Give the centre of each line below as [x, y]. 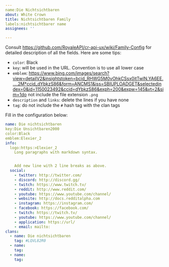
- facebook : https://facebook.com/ [52, 208]
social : [18, 171]
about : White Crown [26, 15]
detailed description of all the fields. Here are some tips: [63, 53]
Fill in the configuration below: [36, 115]
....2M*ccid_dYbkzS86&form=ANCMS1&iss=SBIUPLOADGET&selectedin [87, 84]
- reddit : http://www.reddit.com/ [50, 189]
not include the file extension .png [63, 95]
